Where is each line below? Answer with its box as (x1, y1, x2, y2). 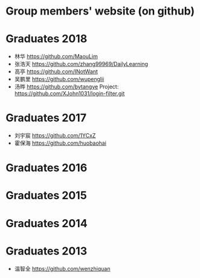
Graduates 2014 (5, 216, 88, 230)
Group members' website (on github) (5, 4, 195, 18)
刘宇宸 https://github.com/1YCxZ (14, 132, 96, 139)
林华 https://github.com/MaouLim (14, 53, 98, 60)
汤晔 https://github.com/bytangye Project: (14, 83, 119, 90)
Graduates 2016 (5, 161, 88, 175)
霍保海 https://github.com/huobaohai (14, 139, 107, 147)
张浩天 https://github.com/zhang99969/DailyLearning (14, 61, 149, 68)
